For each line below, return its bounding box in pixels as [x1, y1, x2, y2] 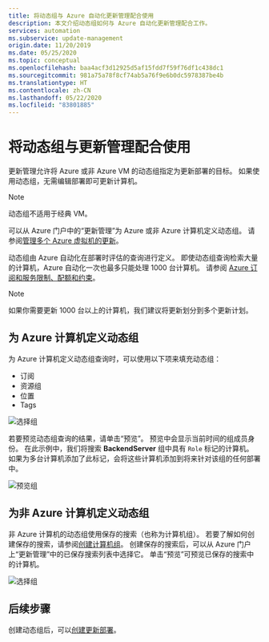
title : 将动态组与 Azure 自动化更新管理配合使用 [8, 11, 155, 20]
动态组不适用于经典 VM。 [8, 209, 92, 219]
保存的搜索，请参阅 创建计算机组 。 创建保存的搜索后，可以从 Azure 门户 [14, 539, 251, 549]
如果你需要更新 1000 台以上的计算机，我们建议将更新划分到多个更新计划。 [8, 305, 254, 315]
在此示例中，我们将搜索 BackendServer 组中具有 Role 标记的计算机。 [23, 443, 254, 453]
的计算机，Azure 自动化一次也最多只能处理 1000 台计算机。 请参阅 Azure [8, 263, 249, 273]
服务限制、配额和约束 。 [22, 273, 100, 283]
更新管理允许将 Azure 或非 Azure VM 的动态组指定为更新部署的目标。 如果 [8, 166, 253, 176]
